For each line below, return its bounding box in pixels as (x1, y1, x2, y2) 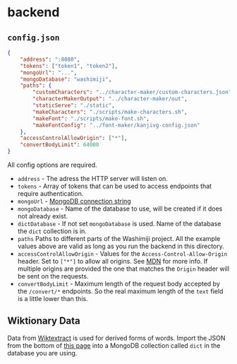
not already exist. (17, 212, 68, 220)
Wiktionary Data (7, 315, 81, 327)
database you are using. (7, 348, 78, 357)
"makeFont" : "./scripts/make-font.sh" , (32, 115, 150, 122)
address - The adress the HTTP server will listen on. (17, 175, 168, 182)
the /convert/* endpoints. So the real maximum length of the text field (17, 287, 224, 295)
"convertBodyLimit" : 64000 (20, 141, 99, 148)
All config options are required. (7, 160, 97, 169)
